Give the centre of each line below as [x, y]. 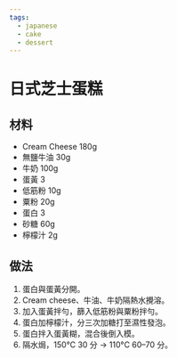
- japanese [37, 26]
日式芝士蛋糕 [56, 89]
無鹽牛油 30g [46, 158]
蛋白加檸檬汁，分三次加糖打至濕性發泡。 [96, 322]
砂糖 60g [38, 224]
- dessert [35, 42]
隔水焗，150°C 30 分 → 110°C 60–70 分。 [97, 345]
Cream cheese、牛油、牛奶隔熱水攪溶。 [96, 300]
